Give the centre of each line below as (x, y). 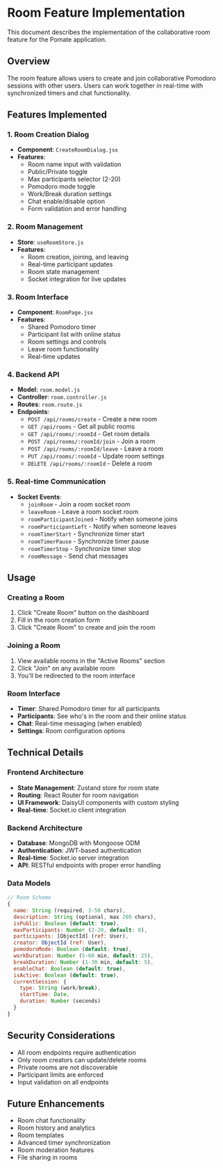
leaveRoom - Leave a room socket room (83, 511)
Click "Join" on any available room (66, 668)
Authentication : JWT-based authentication (79, 850)
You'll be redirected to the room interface (76, 675)
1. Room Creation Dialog (48, 135)
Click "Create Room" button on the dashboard (83, 613)
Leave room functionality (63, 349)
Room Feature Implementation (96, 13)
